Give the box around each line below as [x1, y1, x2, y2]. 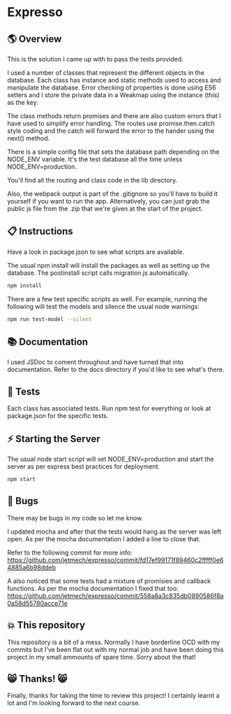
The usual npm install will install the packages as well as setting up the [7, 261, 211, 269]
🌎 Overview [7, 33, 62, 45]
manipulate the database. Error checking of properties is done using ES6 [7, 83, 216, 92]
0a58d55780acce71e [7, 599, 68, 607]
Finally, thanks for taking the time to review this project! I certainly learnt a [7, 692, 220, 700]
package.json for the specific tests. [7, 412, 109, 420]
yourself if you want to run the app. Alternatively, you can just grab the [7, 197, 211, 205]
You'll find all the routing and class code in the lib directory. [7, 176, 178, 184]
